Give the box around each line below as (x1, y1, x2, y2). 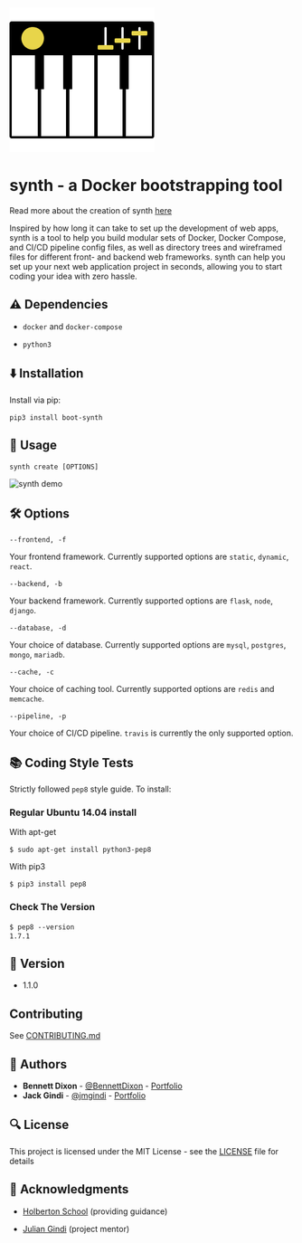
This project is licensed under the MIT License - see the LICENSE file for (9, 1145, 278, 1156)
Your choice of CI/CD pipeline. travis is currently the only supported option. (9, 727, 294, 739)
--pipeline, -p (9, 712, 67, 721)
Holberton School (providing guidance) (22, 1206, 168, 1217)
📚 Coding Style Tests (9, 754, 134, 771)
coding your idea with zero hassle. (9, 270, 137, 281)
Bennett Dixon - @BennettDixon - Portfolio (22, 1080, 183, 1092)
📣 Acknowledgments (9, 1181, 129, 1197)
